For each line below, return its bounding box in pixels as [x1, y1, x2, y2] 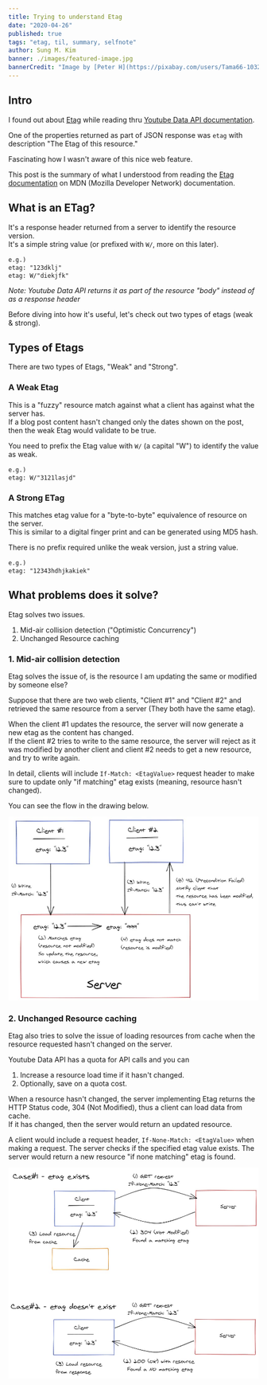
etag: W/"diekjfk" [8, 272, 69, 280]
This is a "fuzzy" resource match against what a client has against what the [8, 400, 255, 409]
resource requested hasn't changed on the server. [8, 1039, 173, 1049]
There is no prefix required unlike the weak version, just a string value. [8, 542, 238, 552]
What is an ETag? [8, 201, 95, 215]
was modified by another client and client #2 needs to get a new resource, [8, 745, 252, 754]
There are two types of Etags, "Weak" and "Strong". [8, 362, 179, 372]
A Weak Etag [8, 382, 59, 393]
